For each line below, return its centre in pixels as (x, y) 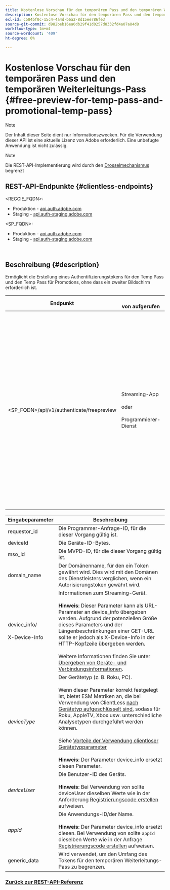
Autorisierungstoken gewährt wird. (99, 585)
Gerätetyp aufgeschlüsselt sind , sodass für (110, 709)
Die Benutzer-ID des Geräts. (92, 774)
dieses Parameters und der (91, 625)
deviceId (18, 543)
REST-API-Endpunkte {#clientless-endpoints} (79, 186)
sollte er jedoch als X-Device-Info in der (107, 637)
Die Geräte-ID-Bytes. (84, 543)
